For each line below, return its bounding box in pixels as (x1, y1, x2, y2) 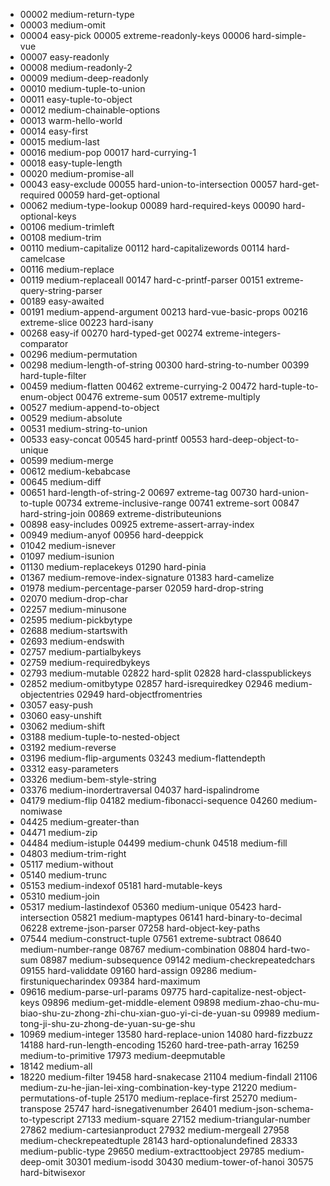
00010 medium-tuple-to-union (19, 83, 146, 94)
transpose (19, 1103, 62, 1114)
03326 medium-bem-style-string (19, 774, 157, 785)
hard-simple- (252, 30, 307, 41)
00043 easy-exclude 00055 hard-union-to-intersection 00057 (19, 179, 278, 190)
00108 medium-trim (19, 232, 102, 243)
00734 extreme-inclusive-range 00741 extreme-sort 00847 (54, 497, 300, 509)
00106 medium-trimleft (19, 221, 115, 233)
